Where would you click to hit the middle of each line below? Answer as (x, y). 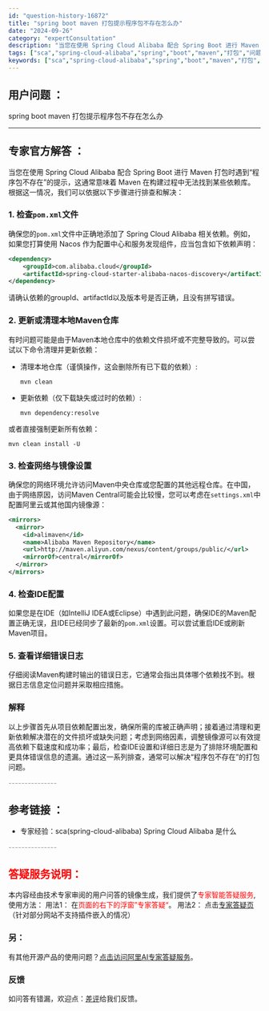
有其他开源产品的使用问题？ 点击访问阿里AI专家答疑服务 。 (103, 956)
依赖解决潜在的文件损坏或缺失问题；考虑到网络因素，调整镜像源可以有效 (134, 737)
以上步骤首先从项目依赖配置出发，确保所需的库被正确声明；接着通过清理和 (131, 726)
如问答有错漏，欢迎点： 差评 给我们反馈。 (75, 999)
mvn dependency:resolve (60, 413)
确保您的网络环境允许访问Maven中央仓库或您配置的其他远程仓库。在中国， (132, 484)
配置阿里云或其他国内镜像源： (57, 504)
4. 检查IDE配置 (36, 594)
